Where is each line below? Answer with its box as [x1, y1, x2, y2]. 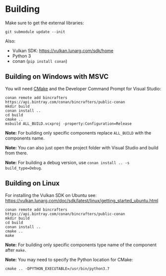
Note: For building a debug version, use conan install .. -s [5, 159, 130, 165]
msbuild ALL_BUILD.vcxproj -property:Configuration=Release [5, 121, 132, 126]
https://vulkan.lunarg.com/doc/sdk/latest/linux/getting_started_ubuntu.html [5, 197, 159, 203]
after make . [5, 247, 26, 253]
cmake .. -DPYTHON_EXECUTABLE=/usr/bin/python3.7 [5, 266, 110, 271]
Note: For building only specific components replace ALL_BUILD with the [5, 130, 152, 136]
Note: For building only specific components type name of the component [5, 241, 157, 248]
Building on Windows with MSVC [5, 73, 109, 81]
